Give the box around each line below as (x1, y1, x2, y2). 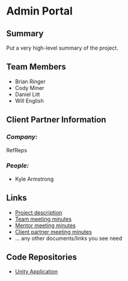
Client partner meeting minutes (14, 228, 92, 235)
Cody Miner (14, 84, 44, 91)
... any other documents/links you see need (14, 234, 123, 242)
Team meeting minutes (14, 215, 72, 222)
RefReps (6, 146, 28, 153)
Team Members (6, 62, 66, 72)
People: (6, 161, 29, 170)
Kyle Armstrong (14, 175, 54, 182)
